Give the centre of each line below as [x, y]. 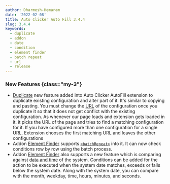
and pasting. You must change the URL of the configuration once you [85, 106]
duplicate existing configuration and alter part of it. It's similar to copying [89, 101]
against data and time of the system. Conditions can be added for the [85, 160]
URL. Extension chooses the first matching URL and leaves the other [84, 133]
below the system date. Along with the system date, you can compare [86, 171]
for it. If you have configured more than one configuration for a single [85, 128]
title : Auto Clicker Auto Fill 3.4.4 [45, 19]
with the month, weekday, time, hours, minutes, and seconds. [77, 176]
